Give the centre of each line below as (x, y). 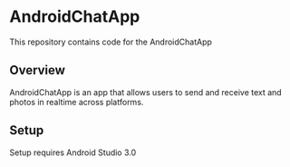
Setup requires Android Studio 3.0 (73, 152)
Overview (38, 70)
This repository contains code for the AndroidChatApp (111, 42)
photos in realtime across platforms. (77, 102)
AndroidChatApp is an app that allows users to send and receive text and (146, 92)
